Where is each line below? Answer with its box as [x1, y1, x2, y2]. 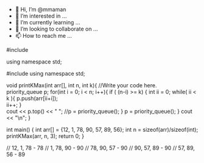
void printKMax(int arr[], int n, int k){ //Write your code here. [6, 82, 158, 89]
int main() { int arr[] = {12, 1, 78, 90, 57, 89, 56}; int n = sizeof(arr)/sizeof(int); [6, 126, 199, 133]
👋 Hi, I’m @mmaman [15, 6, 67, 13]
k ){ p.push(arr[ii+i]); [6, 95, 58, 102]
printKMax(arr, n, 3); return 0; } [6, 132, 84, 140]
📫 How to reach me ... [15, 32, 72, 39]
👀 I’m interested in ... [15, 12, 67, 20]
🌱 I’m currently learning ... [15, 19, 81, 26]
